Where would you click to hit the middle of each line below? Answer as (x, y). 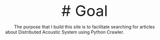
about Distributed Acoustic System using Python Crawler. (65, 32)
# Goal (85, 11)
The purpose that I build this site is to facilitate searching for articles (85, 27)
